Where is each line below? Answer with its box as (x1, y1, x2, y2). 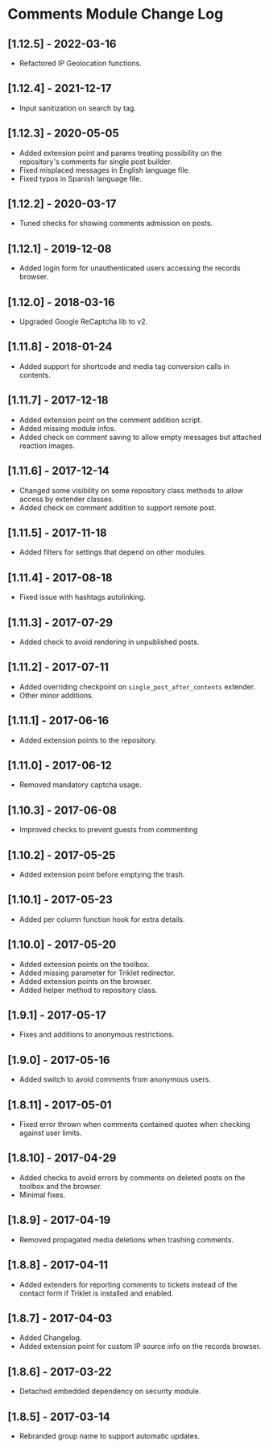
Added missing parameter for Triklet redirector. (19, 968, 176, 978)
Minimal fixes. (19, 1190, 66, 1200)
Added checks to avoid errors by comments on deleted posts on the (19, 1172, 246, 1183)
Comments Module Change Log (7, 5, 224, 23)
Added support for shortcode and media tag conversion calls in (19, 361, 230, 371)
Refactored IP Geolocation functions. (19, 58, 142, 68)
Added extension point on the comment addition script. (19, 415, 203, 425)
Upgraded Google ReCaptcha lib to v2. (19, 316, 148, 327)
